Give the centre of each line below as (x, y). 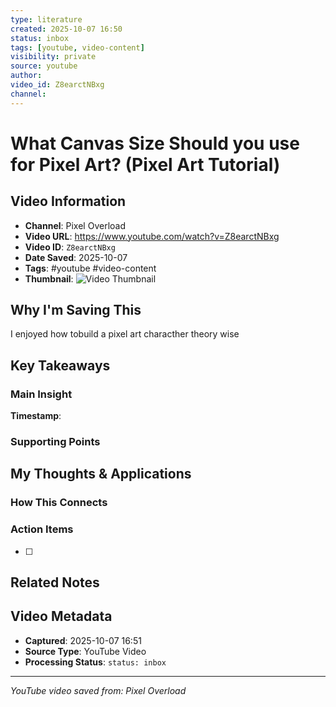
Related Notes (55, 582)
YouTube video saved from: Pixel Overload (98, 690)
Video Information (68, 201)
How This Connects (59, 503)
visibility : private (53, 57)
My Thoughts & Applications (101, 474)
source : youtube (44, 66)
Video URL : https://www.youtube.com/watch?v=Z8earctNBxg (152, 236)
